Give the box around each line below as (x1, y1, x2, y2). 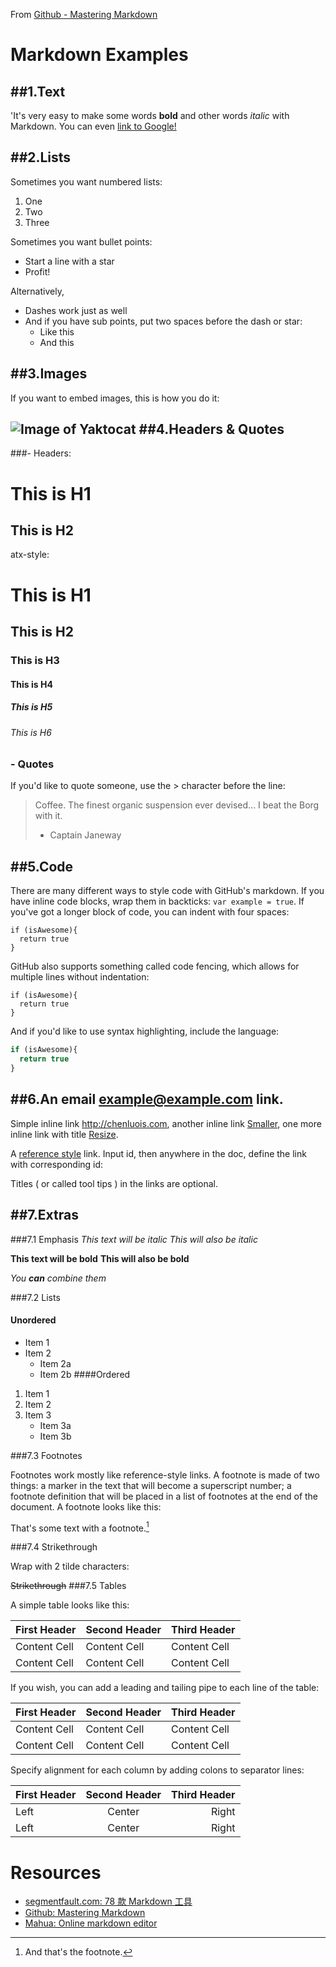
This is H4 (10, 678, 53, 690)
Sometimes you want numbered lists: (10, 175, 163, 188)
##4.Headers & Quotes (138, 421, 285, 438)
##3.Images (10, 365, 88, 383)
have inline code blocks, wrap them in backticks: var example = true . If (10, 895, 305, 908)
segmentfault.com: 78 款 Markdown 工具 (24, 1895, 193, 1908)
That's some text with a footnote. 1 (10, 1520, 150, 1534)
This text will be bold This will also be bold (10, 1252, 190, 1264)
